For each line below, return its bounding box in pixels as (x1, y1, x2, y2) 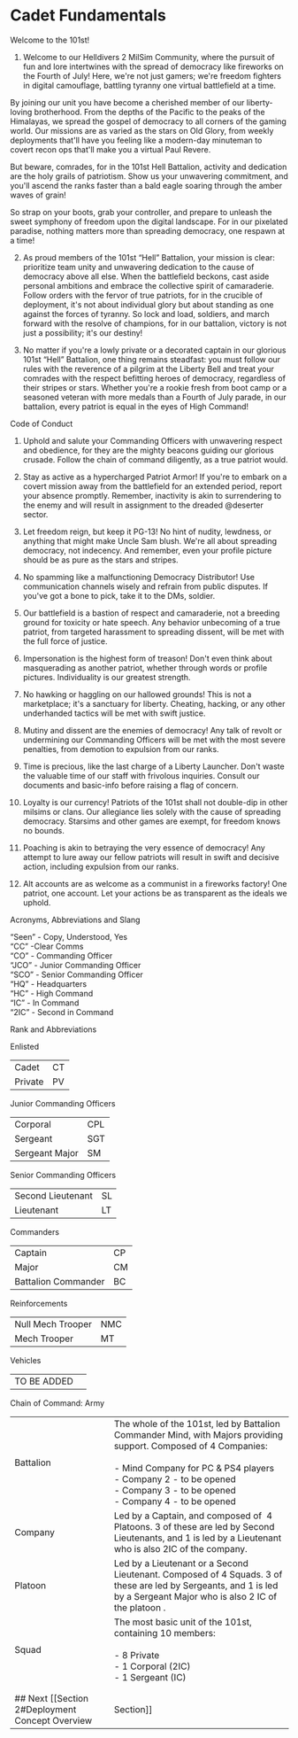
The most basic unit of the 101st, (113, 1616, 253, 1628)
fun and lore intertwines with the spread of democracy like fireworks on (22, 61, 284, 72)
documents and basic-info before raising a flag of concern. (22, 780, 239, 790)
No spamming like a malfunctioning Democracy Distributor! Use (22, 571, 256, 582)
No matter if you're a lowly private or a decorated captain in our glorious (22, 345, 287, 355)
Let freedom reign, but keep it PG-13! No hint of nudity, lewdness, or (22, 526, 272, 537)
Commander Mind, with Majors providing (113, 1428, 284, 1440)
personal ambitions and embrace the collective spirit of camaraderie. (22, 280, 275, 291)
